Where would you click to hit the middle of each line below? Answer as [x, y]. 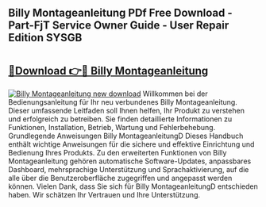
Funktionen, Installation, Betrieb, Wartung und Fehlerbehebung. [112, 127]
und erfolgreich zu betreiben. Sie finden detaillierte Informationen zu [120, 119]
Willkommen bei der [175, 94]
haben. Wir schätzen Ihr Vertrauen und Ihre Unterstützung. [104, 195]
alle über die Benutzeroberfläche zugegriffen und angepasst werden [120, 178]
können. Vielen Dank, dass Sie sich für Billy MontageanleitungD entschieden [133, 186]
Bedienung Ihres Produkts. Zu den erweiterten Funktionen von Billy [118, 153]
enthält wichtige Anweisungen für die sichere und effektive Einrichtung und [131, 144]
